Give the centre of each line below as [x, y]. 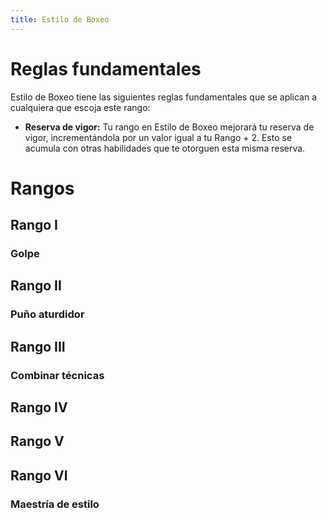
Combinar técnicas [57, 375]
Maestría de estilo [55, 504]
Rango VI [39, 475]
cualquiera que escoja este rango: [80, 107]
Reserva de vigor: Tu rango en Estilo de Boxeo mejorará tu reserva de [169, 127]
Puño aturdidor [47, 314]
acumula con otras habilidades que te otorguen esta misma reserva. [165, 148]
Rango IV [39, 407]
